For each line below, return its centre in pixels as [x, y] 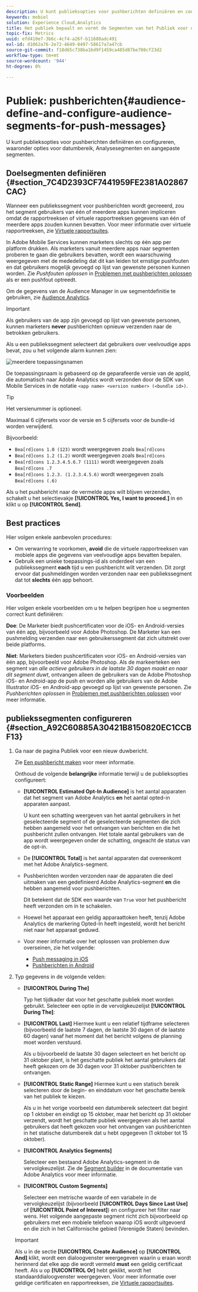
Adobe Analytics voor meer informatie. [70, 1175]
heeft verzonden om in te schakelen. [68, 906]
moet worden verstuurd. [53, 1042]
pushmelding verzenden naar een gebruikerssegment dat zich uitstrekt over [98, 638]
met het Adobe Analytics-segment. [66, 865]
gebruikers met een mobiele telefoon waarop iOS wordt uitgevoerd [104, 1222]
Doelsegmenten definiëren [56, 173]
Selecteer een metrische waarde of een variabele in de [90, 1198]
